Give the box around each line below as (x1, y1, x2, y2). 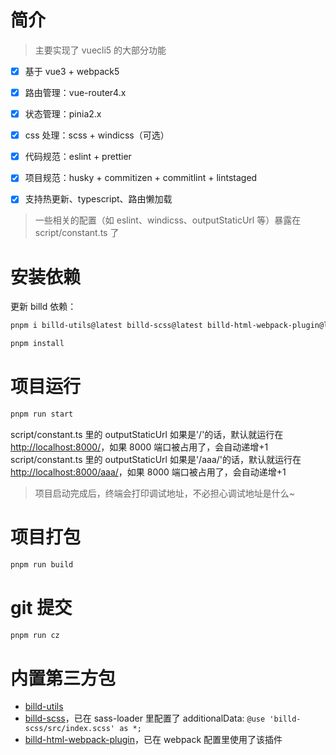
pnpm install (10, 339, 65, 349)
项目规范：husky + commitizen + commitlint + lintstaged (24, 172, 258, 184)
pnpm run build (10, 559, 74, 570)
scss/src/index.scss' (24, 724, 115, 734)
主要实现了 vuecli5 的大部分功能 (34, 44, 167, 56)
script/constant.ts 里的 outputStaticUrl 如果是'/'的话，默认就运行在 (10, 428, 284, 440)
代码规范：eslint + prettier (24, 151, 132, 163)
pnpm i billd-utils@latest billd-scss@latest (10, 321, 203, 331)
